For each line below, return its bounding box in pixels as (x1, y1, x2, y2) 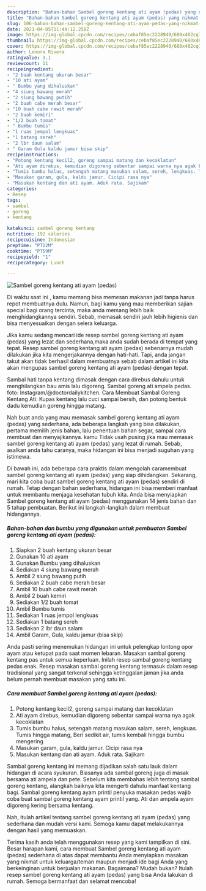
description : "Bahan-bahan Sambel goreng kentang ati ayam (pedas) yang (7, 9, 196, 15)
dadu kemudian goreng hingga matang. (7, 402, 106, 410)
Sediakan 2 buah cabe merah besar (15, 579, 106, 586)
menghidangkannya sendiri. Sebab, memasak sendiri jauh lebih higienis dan (7, 313, 198, 321)
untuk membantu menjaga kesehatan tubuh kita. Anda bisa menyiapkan (7, 491, 187, 499)
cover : (7, 44, 24, 50)
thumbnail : (7, 37, 35, 44)
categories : (7, 186, 37, 192)
